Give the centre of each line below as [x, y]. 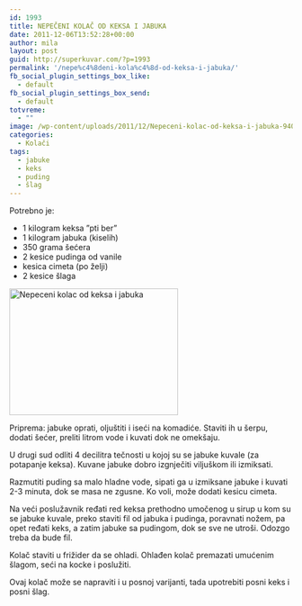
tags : [19, 151]
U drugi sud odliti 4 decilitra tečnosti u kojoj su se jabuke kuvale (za [134, 455]
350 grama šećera [57, 248]
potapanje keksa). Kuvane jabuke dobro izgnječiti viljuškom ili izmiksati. [142, 465]
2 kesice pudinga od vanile [72, 257]
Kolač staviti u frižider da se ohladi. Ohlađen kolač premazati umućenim [142, 556]
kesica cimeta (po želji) [65, 267]
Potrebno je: [32, 211]
